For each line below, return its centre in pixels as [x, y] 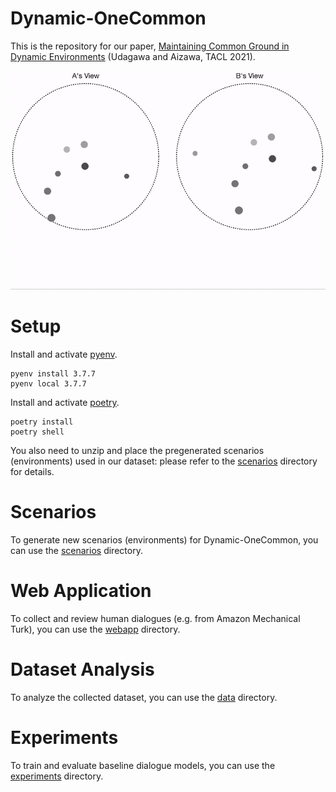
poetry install [42, 422]
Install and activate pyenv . [64, 354]
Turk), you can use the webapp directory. [95, 629]
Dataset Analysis [82, 669]
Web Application [81, 591]
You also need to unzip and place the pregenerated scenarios [137, 451]
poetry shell [37, 432]
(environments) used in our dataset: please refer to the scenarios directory [164, 461]
